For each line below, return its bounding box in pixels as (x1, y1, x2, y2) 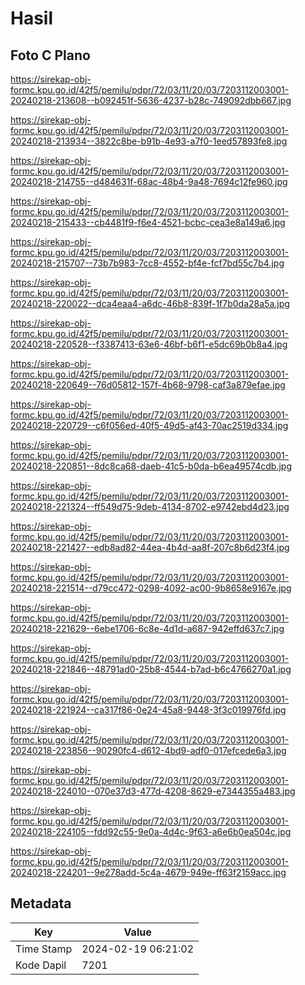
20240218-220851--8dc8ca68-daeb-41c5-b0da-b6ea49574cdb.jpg (10, 460, 292, 472)
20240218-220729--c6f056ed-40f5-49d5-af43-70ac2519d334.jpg (10, 420, 289, 431)
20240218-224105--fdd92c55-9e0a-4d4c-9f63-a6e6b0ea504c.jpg (10, 826, 292, 837)
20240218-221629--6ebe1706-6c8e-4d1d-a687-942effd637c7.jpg (10, 623, 285, 634)
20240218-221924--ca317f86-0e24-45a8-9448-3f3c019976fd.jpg (10, 704, 287, 716)
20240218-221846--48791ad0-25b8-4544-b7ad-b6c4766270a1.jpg (10, 663, 292, 675)
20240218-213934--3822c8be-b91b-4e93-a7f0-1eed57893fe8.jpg (10, 135, 288, 147)
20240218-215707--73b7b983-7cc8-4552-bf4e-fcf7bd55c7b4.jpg (10, 257, 285, 269)
